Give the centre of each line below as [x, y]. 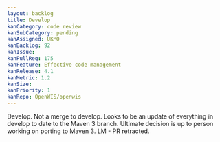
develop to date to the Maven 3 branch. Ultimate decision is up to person [110, 124]
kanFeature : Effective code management [64, 65]
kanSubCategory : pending [43, 33]
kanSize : [20, 84]
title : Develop [29, 20]
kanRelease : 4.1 [30, 71]
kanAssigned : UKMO [33, 39]
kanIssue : [21, 52]
